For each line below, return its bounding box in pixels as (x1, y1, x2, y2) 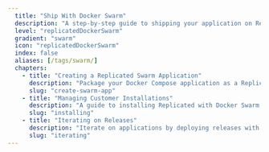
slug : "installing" (28, 109, 94, 117)
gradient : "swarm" (14, 34, 77, 43)
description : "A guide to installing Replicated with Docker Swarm (28, 101, 260, 109)
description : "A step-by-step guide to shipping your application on (14, 19, 252, 27)
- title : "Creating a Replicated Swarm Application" (22, 72, 202, 80)
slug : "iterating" (28, 131, 91, 139)
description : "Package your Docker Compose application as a (28, 79, 238, 87)
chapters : (14, 64, 47, 72)
